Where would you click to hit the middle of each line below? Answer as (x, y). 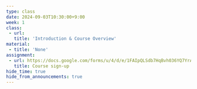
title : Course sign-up (41, 66)
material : (18, 44)
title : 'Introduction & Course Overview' (65, 39)
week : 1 (16, 22)
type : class (21, 11)
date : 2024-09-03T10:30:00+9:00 (45, 17)
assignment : (21, 55)
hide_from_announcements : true (44, 77)
